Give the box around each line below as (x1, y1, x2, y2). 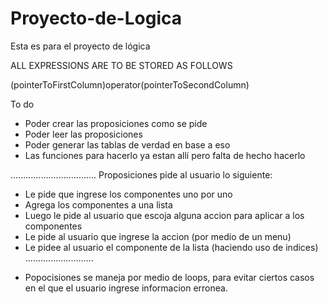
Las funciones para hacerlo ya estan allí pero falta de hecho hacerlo (24, 149, 306, 161)
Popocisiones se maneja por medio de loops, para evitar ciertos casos (24, 271, 315, 283)
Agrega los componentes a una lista (24, 198, 173, 211)
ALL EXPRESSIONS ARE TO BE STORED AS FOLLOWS (10, 59, 233, 71)
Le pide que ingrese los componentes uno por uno (24, 188, 233, 200)
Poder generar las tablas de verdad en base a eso (24, 138, 231, 151)
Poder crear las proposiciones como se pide (24, 117, 208, 129)
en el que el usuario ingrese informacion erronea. (24, 282, 228, 294)
